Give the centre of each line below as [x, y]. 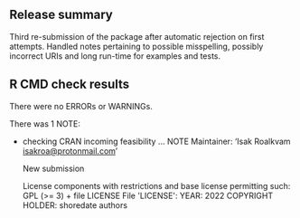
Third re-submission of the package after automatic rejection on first [137, 36]
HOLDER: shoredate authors [75, 205]
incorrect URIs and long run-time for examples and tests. [115, 56]
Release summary [61, 15]
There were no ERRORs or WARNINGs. [81, 106]
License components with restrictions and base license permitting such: [156, 185]
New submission [53, 168]
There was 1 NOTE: [45, 123]
